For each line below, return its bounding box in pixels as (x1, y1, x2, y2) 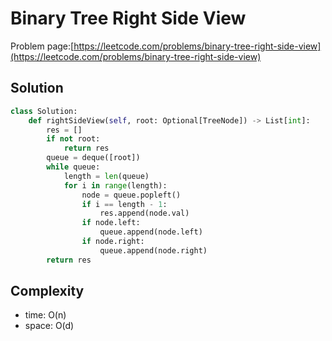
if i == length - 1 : (81, 199, 168, 209)
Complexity (10, 283, 85, 300)
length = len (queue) (63, 171, 150, 181)
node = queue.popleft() (81, 190, 182, 200)
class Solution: (10, 106, 78, 116)
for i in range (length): (63, 180, 168, 191)
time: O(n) (24, 309, 67, 321)
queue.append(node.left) (99, 227, 203, 237)
